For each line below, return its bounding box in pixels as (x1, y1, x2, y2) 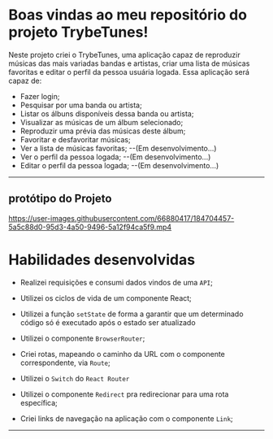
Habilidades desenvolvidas (8, 250, 196, 269)
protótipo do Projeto (8, 192, 112, 206)
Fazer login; (19, 91, 60, 101)
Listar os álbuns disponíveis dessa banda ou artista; (19, 108, 194, 119)
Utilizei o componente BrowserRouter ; (19, 333, 145, 343)
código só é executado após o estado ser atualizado (19, 317, 197, 327)
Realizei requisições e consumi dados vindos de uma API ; (19, 277, 213, 287)
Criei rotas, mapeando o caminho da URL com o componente (19, 349, 226, 359)
